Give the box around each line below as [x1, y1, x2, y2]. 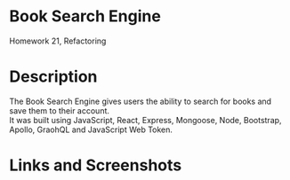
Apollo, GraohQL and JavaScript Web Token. [9, 124, 173, 135]
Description [9, 67, 98, 87]
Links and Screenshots [9, 155, 182, 176]
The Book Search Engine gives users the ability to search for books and [9, 96, 272, 106]
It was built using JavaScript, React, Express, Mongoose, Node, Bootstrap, [9, 114, 282, 125]
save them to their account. [9, 105, 109, 116]
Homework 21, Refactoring [9, 35, 107, 46]
